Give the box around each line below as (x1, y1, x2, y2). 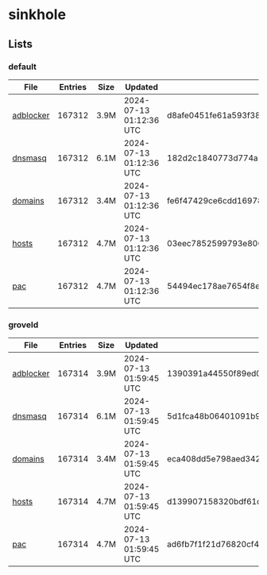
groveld (8, 319, 39, 330)
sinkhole (8, 6, 66, 24)
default (8, 61, 37, 72)
